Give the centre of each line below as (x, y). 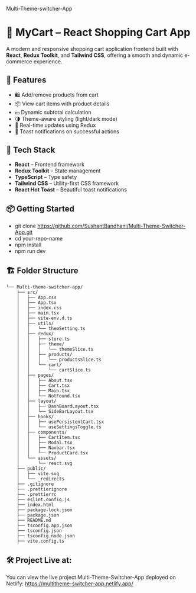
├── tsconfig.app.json (45, 526)
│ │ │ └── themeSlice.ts (55, 350)
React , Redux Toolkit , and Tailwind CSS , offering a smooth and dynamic (94, 55)
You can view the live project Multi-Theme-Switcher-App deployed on (91, 577)
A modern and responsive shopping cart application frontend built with (92, 49)
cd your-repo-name (39, 239)
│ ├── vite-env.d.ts (45, 318)
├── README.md (34, 521)
